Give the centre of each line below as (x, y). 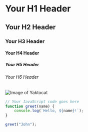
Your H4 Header (22, 53)
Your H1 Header (38, 9)
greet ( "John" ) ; (21, 125)
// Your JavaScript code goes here (42, 102)
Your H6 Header (22, 77)
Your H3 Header (25, 41)
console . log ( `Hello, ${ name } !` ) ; (49, 111)
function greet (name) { (30, 106)
